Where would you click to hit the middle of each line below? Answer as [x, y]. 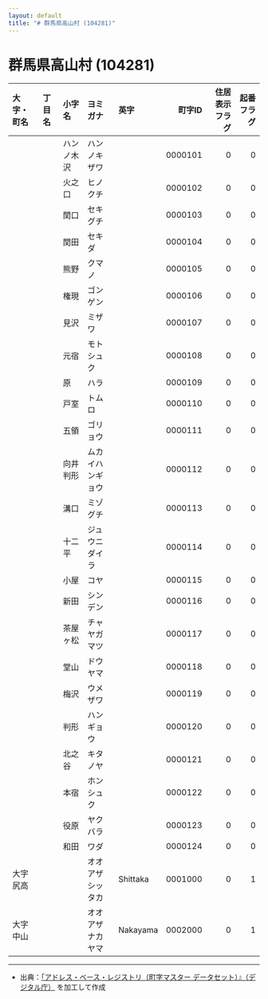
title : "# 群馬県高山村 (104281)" [62, 23]
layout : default [35, 16]
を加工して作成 [81, 987]
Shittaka [134, 879]
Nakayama [138, 930]
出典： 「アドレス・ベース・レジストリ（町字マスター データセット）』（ [134, 977]
